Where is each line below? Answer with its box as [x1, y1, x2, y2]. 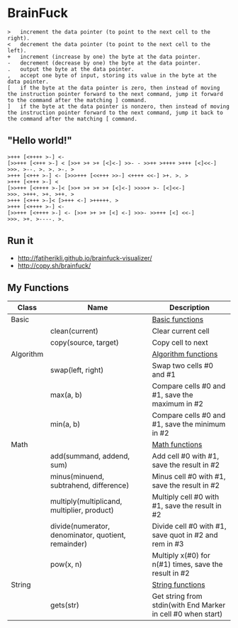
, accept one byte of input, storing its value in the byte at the [7, 72, 217, 79]
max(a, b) [50, 390, 83, 400]
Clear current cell [152, 326, 210, 336]
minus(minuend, [50, 472, 105, 482]
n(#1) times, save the [152, 559, 223, 569]
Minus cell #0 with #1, [152, 472, 226, 482]
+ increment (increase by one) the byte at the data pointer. [7, 53, 201, 60]
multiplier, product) [50, 505, 115, 515]
